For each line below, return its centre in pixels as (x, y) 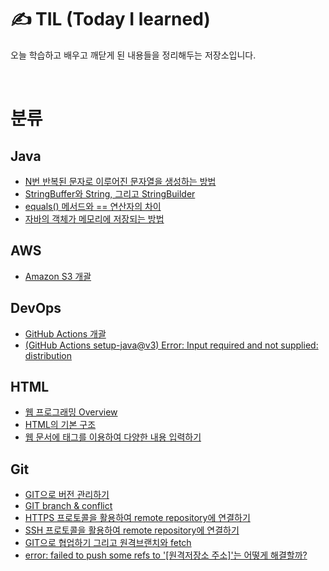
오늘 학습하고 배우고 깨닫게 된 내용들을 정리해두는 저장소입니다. (133, 55)
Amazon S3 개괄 (58, 276)
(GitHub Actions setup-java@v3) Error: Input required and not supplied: (171, 345)
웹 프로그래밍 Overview (71, 412)
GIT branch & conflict (68, 506)
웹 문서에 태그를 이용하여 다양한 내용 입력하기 (113, 437)
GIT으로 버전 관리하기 (67, 495)
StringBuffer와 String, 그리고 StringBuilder (110, 193)
